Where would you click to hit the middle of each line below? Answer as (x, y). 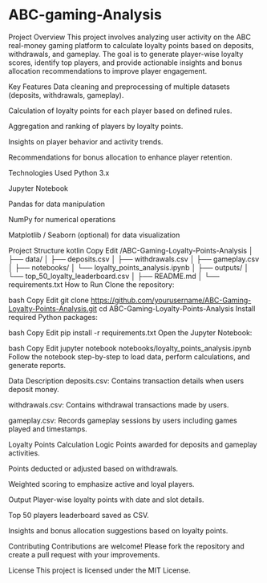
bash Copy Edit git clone (49, 300)
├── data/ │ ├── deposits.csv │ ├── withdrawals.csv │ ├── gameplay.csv (134, 259)
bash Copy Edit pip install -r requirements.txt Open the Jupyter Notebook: (130, 332)
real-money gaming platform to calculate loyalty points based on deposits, (131, 45)
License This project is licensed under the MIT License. (99, 570)
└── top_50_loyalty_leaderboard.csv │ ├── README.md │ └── (114, 276)
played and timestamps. (48, 429)
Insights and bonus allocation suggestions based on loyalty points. (118, 530)
